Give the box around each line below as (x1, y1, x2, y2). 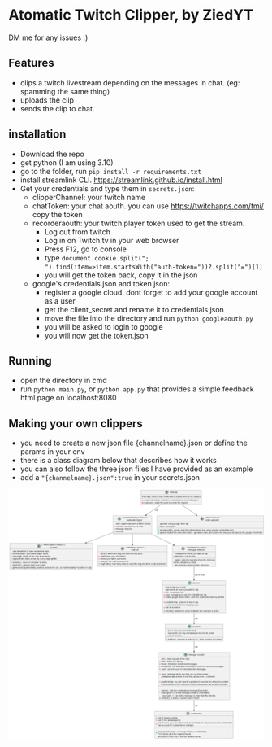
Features (8, 56, 54, 70)
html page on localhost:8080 (19, 393, 117, 403)
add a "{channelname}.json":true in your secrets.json (19, 473, 201, 483)
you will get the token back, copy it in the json (44, 270, 198, 280)
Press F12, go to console (44, 244, 127, 254)
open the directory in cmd (19, 376, 107, 386)
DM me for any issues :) (8, 33, 89, 42)
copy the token (32, 209, 83, 219)
